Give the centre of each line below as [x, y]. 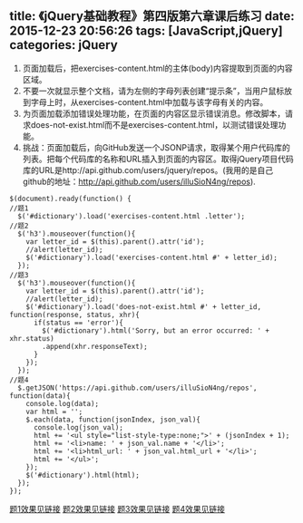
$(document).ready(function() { [70, 199]
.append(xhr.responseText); [95, 346]
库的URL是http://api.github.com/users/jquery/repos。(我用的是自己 [148, 169]
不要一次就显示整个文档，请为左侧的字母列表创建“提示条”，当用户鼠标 [153, 91]
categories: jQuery [64, 45]
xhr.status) [32, 338]
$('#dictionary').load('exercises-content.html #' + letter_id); [152, 257]
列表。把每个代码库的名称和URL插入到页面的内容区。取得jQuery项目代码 [158, 159]
